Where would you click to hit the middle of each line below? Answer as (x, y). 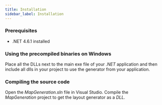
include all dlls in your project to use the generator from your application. (78, 69)
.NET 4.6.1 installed (31, 41)
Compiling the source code (37, 82)
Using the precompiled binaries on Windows (58, 53)
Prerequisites (21, 31)
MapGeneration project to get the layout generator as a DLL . (65, 97)
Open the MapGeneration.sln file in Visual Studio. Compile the (67, 92)
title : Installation (26, 9)
